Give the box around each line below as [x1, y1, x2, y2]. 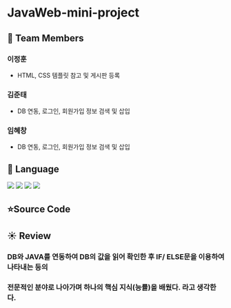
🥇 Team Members [7, 32, 84, 44]
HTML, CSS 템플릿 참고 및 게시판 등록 [17, 71, 121, 79]
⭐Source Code [7, 203, 71, 215]
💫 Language [7, 163, 60, 175]
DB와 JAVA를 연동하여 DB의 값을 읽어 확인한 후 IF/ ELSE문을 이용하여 [7, 251, 225, 261]
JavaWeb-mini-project [7, 5, 140, 21]
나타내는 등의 [7, 262, 48, 271]
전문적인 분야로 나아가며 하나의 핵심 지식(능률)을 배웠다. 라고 [7, 283, 195, 292]
